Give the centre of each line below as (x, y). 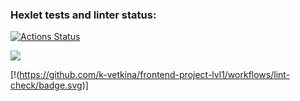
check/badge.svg (46, 85)
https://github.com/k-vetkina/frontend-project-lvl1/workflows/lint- (155, 75)
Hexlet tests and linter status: (83, 15)
